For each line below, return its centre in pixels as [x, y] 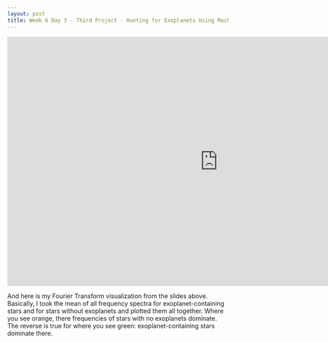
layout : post [26, 14]
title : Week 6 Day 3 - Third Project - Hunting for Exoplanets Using [111, 20]
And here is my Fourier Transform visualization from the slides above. [108, 296]
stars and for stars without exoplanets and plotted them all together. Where [116, 311]
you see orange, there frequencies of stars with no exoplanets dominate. [112, 318]
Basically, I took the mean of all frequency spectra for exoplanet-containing [116, 303]
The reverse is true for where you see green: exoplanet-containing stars [111, 325]
